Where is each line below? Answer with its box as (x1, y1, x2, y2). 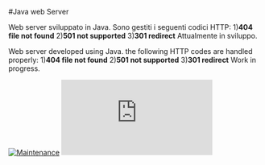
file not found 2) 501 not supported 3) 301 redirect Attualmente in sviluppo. (8, 31, 258, 40)
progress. (8, 64, 40, 73)
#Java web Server (8, 7, 69, 16)
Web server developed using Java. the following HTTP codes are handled (8, 47, 253, 56)
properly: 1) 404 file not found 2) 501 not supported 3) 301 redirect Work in (8, 56, 256, 64)
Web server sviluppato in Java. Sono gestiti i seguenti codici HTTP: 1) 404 (8, 23, 254, 31)
